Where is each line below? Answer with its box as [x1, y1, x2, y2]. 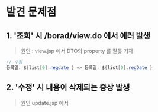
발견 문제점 [6, 5, 57, 19]
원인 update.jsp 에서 [20, 99, 69, 106]
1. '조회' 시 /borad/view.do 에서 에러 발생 [6, 31, 151, 41]
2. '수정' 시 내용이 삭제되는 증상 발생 [6, 83, 130, 93]
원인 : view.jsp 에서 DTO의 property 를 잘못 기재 [20, 48, 134, 54]
